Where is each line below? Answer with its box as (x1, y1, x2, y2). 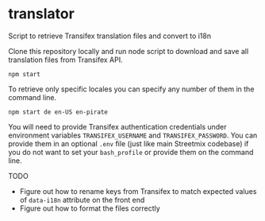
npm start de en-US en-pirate (8, 108, 109, 116)
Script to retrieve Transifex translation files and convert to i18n (8, 31, 212, 41)
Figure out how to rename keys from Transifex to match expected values (19, 186, 257, 196)
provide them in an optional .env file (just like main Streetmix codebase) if (8, 138, 249, 148)
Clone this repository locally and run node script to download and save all (8, 46, 249, 56)
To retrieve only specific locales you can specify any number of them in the (8, 84, 255, 94)
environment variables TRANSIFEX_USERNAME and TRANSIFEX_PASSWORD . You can (8, 130, 258, 140)
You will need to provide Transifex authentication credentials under (8, 122, 228, 131)
